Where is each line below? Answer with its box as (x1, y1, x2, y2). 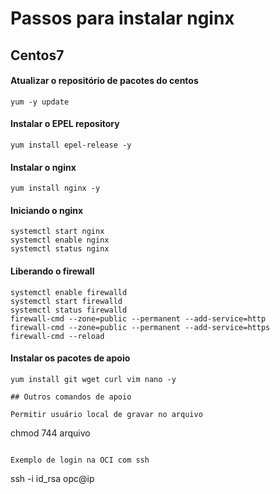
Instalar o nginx (10, 161, 77, 173)
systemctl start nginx (10, 227, 105, 237)
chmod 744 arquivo (10, 427, 91, 439)
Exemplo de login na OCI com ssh (10, 455, 150, 465)
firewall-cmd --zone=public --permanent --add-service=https (10, 322, 271, 332)
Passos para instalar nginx (10, 7, 235, 30)
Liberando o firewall (10, 265, 95, 277)
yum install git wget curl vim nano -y (10, 374, 177, 384)
